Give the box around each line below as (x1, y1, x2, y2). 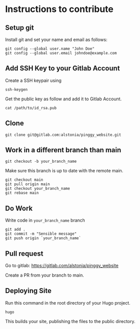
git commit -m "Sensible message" (5, 231, 77, 237)
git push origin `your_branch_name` (5, 236, 81, 241)
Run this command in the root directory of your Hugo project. (5, 300, 131, 306)
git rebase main (5, 191, 39, 196)
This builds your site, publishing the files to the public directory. (5, 318, 136, 324)
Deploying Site (5, 287, 52, 295)
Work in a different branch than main (5, 146, 122, 154)
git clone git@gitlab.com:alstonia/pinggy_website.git (5, 132, 122, 137)
